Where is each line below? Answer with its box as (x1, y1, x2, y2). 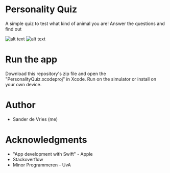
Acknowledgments (5, 134, 88, 145)
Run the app (5, 54, 58, 65)
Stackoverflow (12, 156, 43, 162)
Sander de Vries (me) (12, 116, 58, 122)
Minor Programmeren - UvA (12, 162, 71, 168)
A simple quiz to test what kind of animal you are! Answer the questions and (5, 20, 165, 27)
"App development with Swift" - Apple (12, 151, 93, 157)
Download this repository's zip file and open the (5, 70, 106, 77)
